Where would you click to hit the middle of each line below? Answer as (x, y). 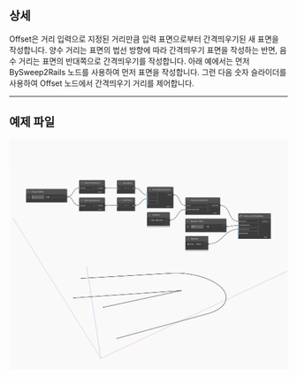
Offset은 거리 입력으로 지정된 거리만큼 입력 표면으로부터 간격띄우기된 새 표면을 (144, 39)
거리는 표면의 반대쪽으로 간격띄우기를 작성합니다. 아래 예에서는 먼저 (134, 61)
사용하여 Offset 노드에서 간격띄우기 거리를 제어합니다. (102, 83)
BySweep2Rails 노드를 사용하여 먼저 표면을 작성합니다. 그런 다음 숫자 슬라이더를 (148, 72)
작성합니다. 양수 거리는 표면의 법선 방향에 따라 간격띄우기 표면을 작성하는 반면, (144, 50)
